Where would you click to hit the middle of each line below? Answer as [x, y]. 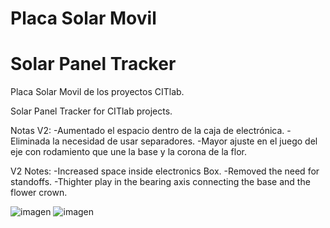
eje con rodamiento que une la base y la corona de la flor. [128, 152]
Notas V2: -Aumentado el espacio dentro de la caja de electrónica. [147, 131]
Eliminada [30, 141]
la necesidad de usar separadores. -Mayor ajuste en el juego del [185, 141]
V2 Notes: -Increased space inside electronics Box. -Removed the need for [165, 171]
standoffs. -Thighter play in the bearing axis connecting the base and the [160, 182]
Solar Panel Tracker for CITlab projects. [91, 111]
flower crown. [39, 193]
